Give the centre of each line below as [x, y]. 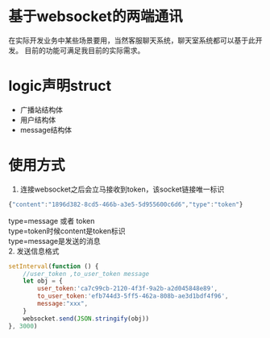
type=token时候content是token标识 [67, 231]
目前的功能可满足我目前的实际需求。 [84, 50]
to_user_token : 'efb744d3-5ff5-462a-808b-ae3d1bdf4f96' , [133, 296]
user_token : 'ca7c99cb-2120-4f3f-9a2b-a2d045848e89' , [128, 289]
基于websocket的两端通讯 [96, 16]
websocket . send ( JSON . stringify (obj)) [86, 319]
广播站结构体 [41, 109]
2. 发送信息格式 [34, 251]
